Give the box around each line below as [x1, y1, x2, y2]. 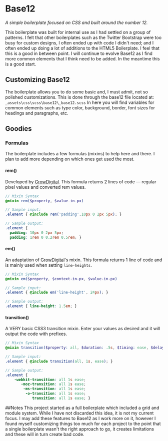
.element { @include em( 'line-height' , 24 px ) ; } [5, 290, 108, 295]
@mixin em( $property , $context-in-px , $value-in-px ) [5, 276, 117, 281]
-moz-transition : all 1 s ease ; [20, 382, 86, 387]
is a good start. [5, 61, 36, 67]
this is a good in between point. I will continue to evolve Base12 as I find [5, 50, 152, 56]
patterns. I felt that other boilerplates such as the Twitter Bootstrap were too [5, 34, 161, 40]
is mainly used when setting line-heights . [5, 262, 92, 268]
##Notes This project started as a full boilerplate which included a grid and [5, 405, 159, 411]
